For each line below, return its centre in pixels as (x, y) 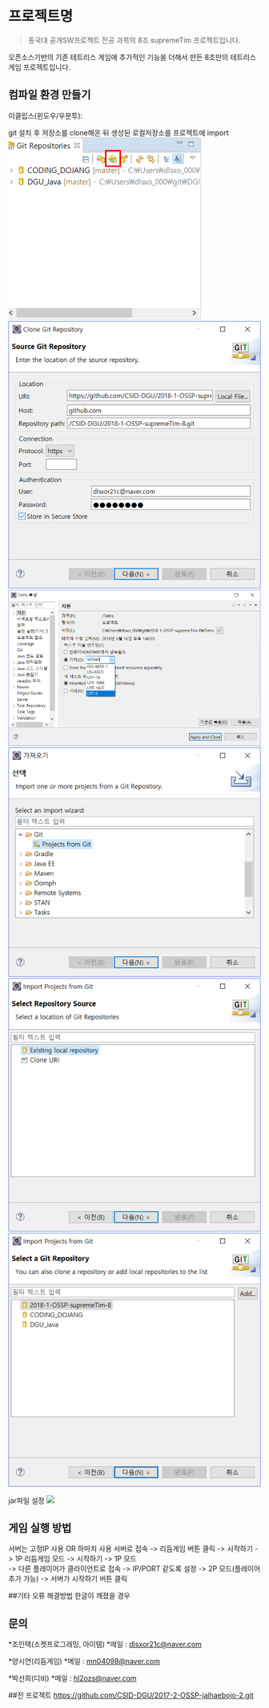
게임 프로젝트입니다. (39, 67)
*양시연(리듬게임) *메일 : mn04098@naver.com (84, 1662)
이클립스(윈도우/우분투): (46, 115)
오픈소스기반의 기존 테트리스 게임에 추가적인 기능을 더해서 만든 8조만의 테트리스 (132, 57)
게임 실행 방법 (40, 1528)
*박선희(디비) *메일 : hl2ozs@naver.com (73, 1678)
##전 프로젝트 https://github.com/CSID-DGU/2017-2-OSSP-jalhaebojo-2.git (131, 1695)
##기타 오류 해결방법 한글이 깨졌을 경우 (69, 1596)
